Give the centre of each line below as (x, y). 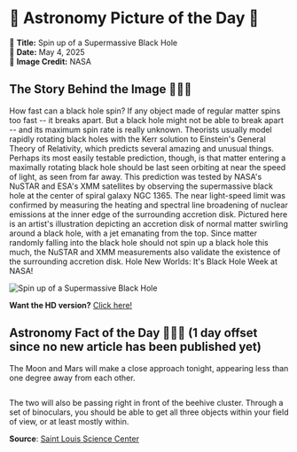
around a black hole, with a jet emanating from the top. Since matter (133, 233)
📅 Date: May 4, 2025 (47, 51)
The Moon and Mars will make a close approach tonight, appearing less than (149, 368)
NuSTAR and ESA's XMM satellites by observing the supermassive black (141, 186)
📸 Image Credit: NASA (50, 61)
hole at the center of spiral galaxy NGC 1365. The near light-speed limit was (148, 195)
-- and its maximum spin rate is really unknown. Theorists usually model (141, 129)
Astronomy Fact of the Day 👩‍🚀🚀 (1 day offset (133, 333)
